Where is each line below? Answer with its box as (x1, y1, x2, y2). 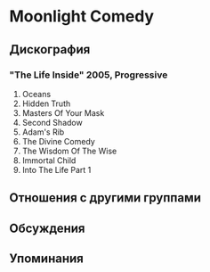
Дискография (9, 42, 91, 57)
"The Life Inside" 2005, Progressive (9, 69, 168, 81)
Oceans (21, 88, 52, 99)
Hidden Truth (21, 98, 71, 109)
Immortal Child (21, 154, 77, 166)
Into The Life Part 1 (21, 164, 92, 175)
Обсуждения (9, 220, 85, 235)
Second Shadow (21, 117, 83, 128)
